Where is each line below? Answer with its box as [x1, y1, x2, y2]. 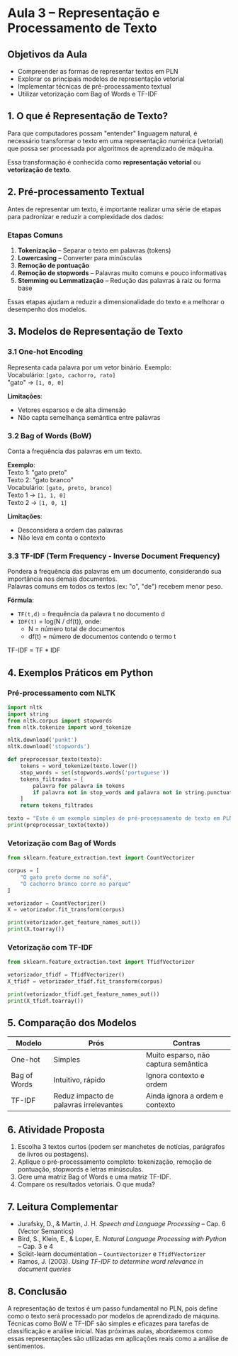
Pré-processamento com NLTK [7, 688, 116, 698]
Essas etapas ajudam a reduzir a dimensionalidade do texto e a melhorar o [7, 297, 225, 306]
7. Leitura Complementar [7, 1201, 118, 1213]
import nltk [7, 704, 42, 711]
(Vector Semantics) [17, 1227, 74, 1235]
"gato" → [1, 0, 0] [7, 378, 64, 387]
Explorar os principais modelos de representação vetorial [17, 74, 186, 83]
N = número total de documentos [28, 625, 125, 633]
